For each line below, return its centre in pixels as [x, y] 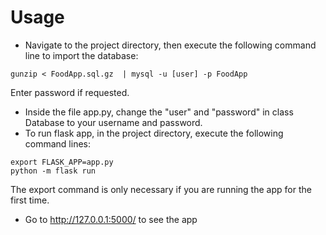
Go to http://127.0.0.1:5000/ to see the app [111, 219]
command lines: [57, 143]
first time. [30, 200]
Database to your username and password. [113, 122]
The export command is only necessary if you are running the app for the [161, 189]
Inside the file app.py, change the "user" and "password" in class [159, 112]
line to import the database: [81, 55]
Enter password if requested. [70, 92]
